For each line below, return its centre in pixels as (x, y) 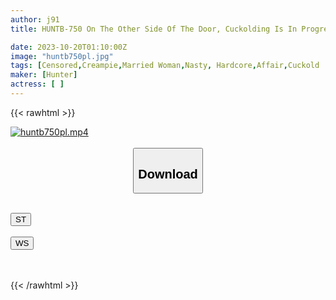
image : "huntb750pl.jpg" (62, 56)
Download (168, 173)
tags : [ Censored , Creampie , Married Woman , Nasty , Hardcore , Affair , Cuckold (165, 66)
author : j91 (35, 19)
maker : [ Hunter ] (44, 75)
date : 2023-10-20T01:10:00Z (69, 47)
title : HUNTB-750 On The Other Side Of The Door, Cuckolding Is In (154, 29)
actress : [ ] (37, 84)
